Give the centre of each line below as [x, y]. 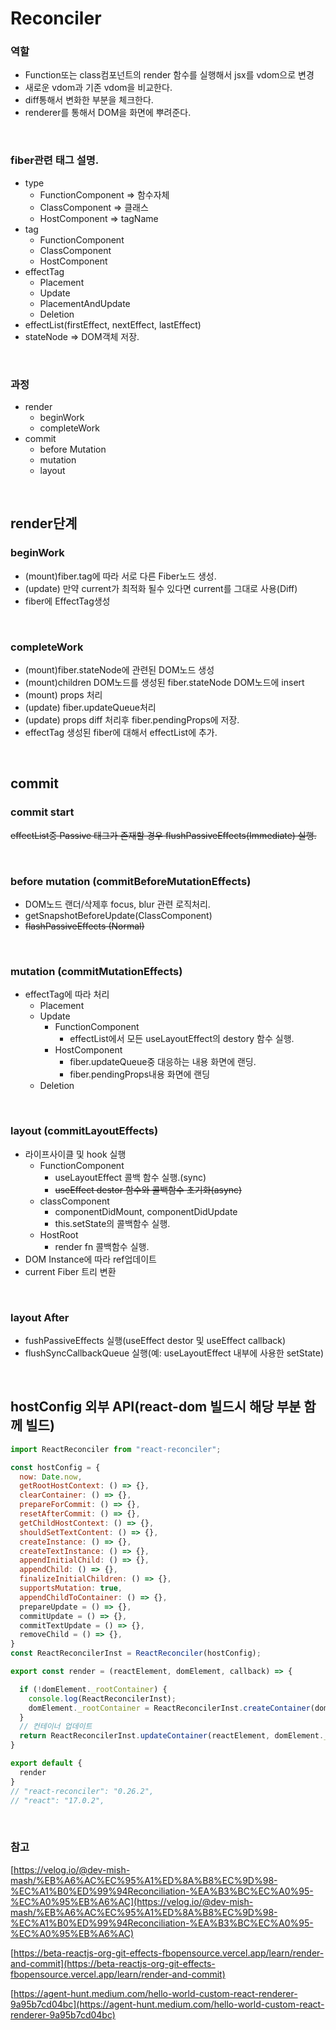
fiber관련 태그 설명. [55, 160]
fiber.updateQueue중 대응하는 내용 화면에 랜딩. [163, 1062]
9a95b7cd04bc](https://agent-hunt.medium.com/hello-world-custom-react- [167, 2004]
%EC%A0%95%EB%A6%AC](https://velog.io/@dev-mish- [132, 1901]
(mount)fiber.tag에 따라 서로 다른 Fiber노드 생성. [120, 576]
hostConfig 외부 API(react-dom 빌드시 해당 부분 [156, 1407]
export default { [46, 1763]
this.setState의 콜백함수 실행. [112, 1223]
